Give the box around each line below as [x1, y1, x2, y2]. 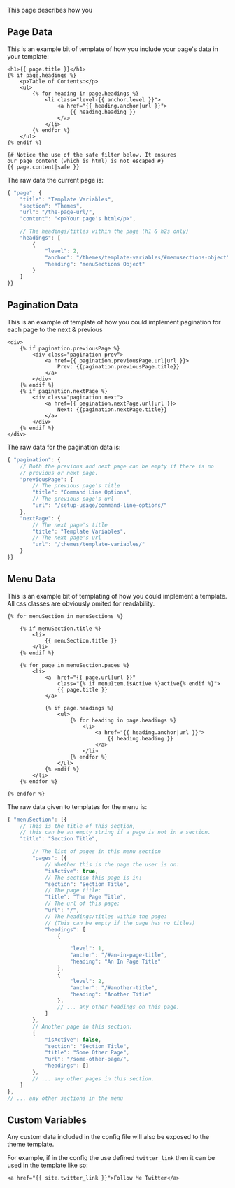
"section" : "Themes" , [20, 202, 83, 209]
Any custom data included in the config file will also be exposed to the [7, 1133, 210, 1141]
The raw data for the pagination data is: [7, 443, 121, 451]
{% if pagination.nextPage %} [20, 387, 108, 394]
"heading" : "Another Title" [69, 991, 152, 998]
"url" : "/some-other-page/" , [44, 1056, 130, 1063]
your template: [7, 52, 49, 60]
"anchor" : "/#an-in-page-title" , [69, 952, 168, 959]
